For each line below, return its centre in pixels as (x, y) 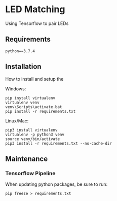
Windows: (16, 89)
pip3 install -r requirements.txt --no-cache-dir (59, 143)
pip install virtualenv (30, 98)
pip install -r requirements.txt (41, 111)
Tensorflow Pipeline (30, 173)
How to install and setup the (34, 79)
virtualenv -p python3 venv (35, 135)
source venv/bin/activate (32, 139)
